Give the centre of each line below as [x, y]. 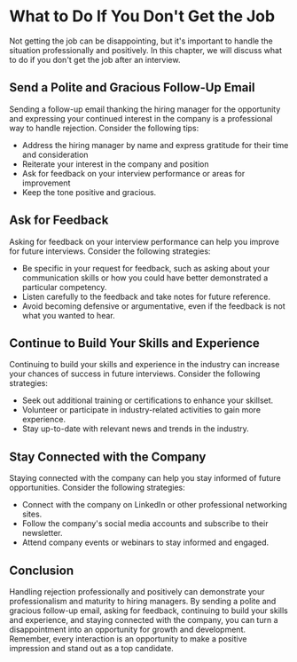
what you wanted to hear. [68, 315]
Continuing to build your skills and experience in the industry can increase [145, 365]
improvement [46, 183]
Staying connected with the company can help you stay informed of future [145, 478]
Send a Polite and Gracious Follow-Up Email [132, 87]
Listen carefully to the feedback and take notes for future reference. [146, 296]
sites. [32, 514]
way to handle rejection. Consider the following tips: [104, 128]
